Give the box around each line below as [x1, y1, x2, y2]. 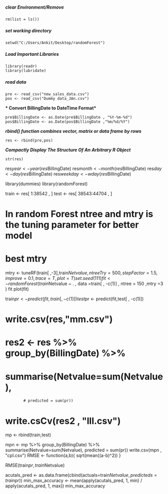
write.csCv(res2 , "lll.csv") [5, 415, 121, 427]
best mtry [5, 253, 47, 265]
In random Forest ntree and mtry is [5, 208, 153, 220]
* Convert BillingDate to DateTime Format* [5, 104, 97, 111]
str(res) [5, 156, 24, 162]
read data [5, 79, 27, 85]
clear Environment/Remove [5, 4, 64, 10]
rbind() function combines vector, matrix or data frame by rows [5, 128, 142, 134]
